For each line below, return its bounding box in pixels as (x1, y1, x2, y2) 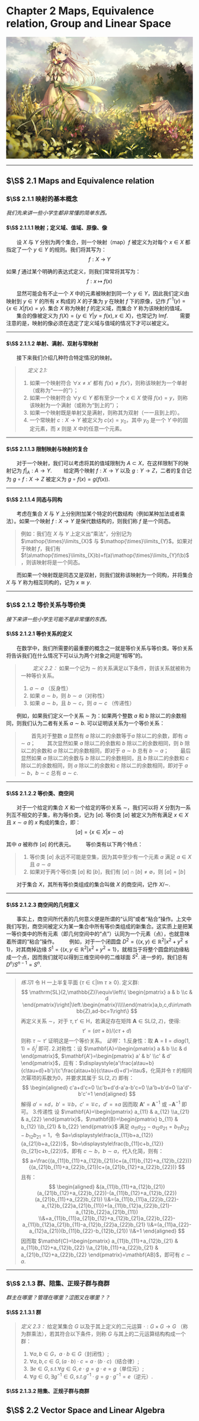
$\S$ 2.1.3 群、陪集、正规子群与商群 (6, 1279, 110, 1287)
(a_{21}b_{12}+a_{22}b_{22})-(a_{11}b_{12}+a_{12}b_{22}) (37, 1189, 177, 1196)
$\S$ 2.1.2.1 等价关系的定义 (6, 630, 73, 637)
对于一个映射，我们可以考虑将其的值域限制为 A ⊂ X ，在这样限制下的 (17, 459, 184, 467)
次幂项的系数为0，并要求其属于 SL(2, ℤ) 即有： (20, 1075, 134, 1082)
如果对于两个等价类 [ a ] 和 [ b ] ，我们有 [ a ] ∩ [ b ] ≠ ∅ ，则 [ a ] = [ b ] (29, 868, 186, 875)
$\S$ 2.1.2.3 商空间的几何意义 (6, 901, 79, 908)
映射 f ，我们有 (25, 545, 61, 552)
